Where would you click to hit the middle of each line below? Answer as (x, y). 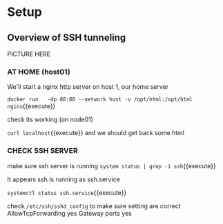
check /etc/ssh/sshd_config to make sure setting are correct (94, 206)
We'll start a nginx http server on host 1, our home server (88, 87)
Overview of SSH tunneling (67, 38)
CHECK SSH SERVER (42, 151)
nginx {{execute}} (31, 106)
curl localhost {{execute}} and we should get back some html (96, 133)
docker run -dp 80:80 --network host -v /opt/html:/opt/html (100, 100)
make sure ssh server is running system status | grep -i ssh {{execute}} (111, 165)
